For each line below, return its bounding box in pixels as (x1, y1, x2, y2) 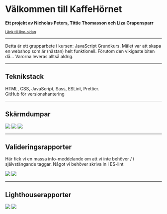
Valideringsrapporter (5, 143, 72, 151)
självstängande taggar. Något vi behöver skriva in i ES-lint (5, 161, 124, 167)
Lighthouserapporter (5, 190, 72, 199)
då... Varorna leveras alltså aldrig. (5, 53, 74, 59)
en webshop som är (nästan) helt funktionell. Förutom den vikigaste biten (5, 48, 155, 54)
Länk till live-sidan (5, 29, 36, 34)
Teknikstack (5, 72, 44, 81)
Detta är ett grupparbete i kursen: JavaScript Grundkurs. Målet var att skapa (5, 43, 162, 49)
